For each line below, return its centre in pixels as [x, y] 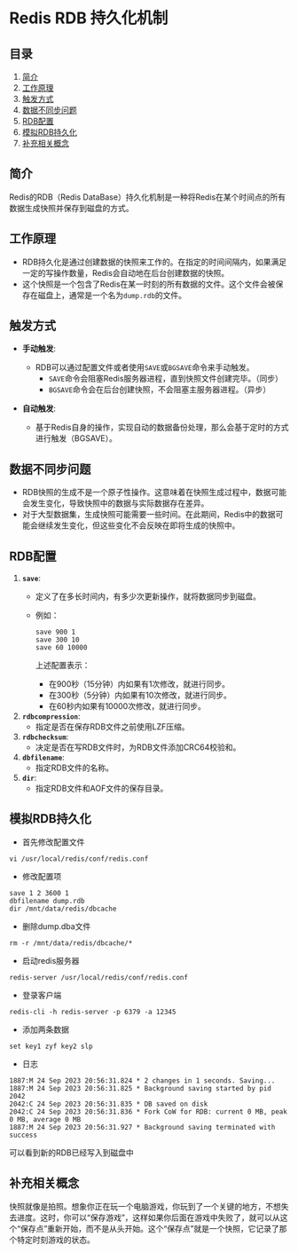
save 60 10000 [61, 648]
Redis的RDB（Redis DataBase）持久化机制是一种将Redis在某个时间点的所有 [148, 197]
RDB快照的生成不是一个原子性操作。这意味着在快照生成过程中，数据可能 [154, 493]
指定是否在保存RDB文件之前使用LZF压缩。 [112, 727]
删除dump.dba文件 [56, 926]
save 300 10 [57, 640]
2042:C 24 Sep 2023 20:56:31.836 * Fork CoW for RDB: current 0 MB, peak [149, 1111]
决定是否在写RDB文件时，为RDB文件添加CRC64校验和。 [138, 747]
